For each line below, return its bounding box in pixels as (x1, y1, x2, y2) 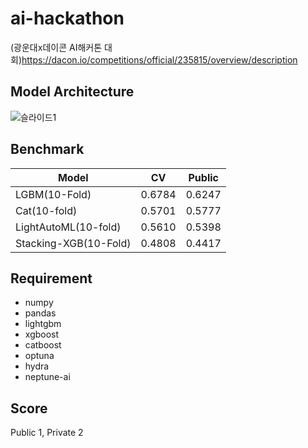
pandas (24, 307, 57, 319)
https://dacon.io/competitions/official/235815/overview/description (21, 53, 298, 66)
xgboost (24, 328, 60, 341)
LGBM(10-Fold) (15, 187, 92, 201)
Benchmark (10, 141, 85, 158)
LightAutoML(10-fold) (15, 220, 122, 234)
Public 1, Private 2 (10, 427, 84, 439)
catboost (24, 339, 62, 351)
